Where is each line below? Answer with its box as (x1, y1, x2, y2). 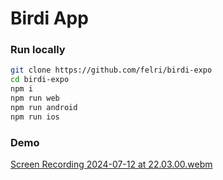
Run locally (10, 43, 66, 57)
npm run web (10, 93, 60, 104)
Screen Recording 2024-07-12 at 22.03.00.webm (10, 158, 213, 171)
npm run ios (10, 112, 60, 122)
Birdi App (10, 7, 89, 30)
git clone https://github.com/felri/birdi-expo (10, 65, 213, 76)
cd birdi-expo (10, 75, 70, 85)
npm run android (10, 102, 78, 112)
